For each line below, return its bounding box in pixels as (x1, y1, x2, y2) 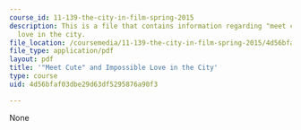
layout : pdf (9, 55, 54, 64)
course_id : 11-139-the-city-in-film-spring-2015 (9, 13, 194, 22)
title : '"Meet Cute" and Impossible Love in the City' (9, 64, 219, 73)
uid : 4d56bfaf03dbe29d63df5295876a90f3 (9, 80, 159, 89)
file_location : (9, 38, 66, 48)
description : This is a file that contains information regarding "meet (9, 22, 287, 30)
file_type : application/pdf (9, 47, 115, 56)
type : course (9, 72, 58, 81)
